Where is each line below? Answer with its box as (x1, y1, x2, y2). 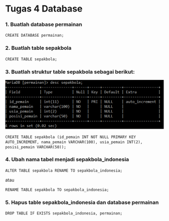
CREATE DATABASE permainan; (5, 33, 64, 38)
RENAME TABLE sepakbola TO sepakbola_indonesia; (5, 187, 109, 192)
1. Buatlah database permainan (5, 21, 82, 28)
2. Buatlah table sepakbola (5, 45, 72, 52)
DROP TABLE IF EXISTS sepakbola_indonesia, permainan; (5, 211, 123, 216)
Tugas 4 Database (5, 3, 83, 15)
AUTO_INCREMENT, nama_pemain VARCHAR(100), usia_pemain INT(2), (5, 139, 143, 145)
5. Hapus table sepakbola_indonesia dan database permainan (5, 199, 159, 206)
